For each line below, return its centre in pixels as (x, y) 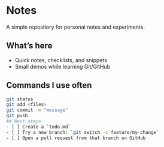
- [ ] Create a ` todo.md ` (38, 127)
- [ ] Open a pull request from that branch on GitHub (76, 138)
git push (17, 116)
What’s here (29, 46)
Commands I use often (49, 85)
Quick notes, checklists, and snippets (61, 60)
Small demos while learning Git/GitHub (63, 66)
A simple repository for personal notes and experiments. (76, 27)
